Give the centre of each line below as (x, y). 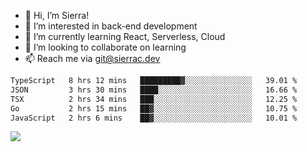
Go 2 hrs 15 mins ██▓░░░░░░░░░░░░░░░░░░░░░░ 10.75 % (154, 108)
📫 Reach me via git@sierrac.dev (92, 58)
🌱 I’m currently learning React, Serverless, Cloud (125, 36)
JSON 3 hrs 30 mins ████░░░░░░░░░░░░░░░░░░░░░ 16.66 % (154, 90)
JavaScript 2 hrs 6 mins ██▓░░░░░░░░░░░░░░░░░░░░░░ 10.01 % (154, 118)
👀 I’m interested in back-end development (111, 26)
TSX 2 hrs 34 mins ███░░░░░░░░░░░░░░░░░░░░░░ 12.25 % (154, 99)
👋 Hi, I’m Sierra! (57, 15)
